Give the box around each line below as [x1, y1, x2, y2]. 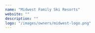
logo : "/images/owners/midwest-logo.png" [5, 20, 92, 26]
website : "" [5, 12, 30, 16]
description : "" [5, 16, 38, 21]
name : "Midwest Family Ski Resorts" [5, 7, 80, 12]
